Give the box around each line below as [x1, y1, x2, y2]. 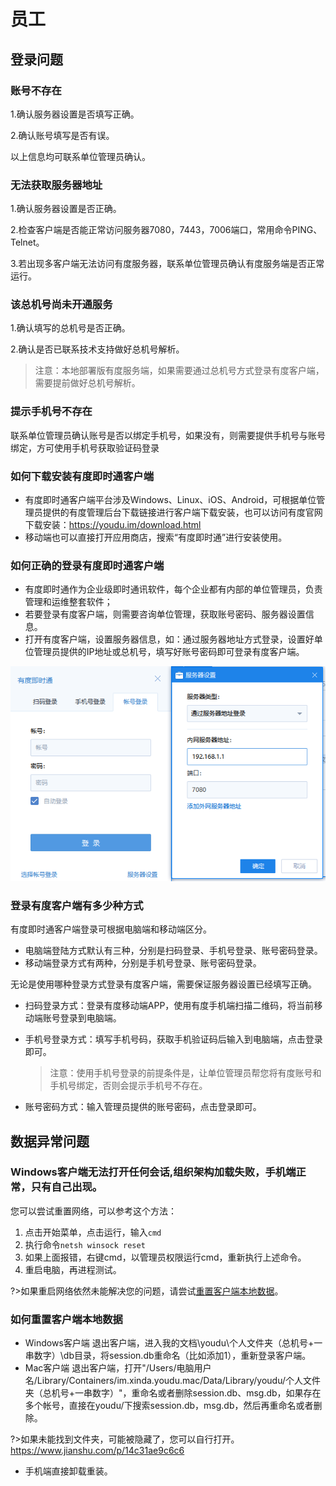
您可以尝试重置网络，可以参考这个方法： [10, 1205, 177, 1217]
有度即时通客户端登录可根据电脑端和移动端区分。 [10, 923, 212, 935]
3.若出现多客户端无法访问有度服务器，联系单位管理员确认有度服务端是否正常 [10, 258, 325, 270]
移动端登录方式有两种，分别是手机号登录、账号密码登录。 [24, 957, 262, 969]
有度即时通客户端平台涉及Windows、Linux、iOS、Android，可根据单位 [24, 494, 317, 506]
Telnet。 [10, 236, 45, 249]
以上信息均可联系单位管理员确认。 [10, 150, 151, 162]
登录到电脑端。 [59, 1012, 122, 1024]
